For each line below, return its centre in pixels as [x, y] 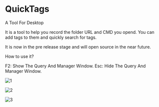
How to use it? [20, 56]
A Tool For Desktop [24, 23]
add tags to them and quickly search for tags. [51, 37]
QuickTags [27, 9]
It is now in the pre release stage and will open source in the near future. [78, 47]
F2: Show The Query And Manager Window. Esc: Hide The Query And [75, 66]
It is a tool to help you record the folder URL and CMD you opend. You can [80, 32]
